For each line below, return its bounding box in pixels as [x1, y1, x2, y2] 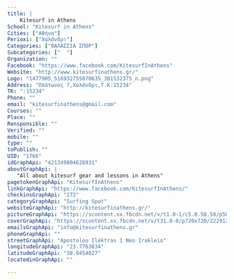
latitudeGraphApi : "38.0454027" [7, 250, 101, 257]
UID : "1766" [7, 153, 42, 160]
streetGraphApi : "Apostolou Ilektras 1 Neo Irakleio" [7, 237, 167, 244]
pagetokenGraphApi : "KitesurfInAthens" [7, 178, 123, 185]
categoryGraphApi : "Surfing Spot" [7, 198, 108, 205]
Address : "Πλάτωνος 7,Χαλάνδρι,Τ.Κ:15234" [7, 81, 132, 88]
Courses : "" [7, 107, 42, 114]
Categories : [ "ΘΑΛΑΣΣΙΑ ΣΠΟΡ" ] [7, 42, 98, 49]
